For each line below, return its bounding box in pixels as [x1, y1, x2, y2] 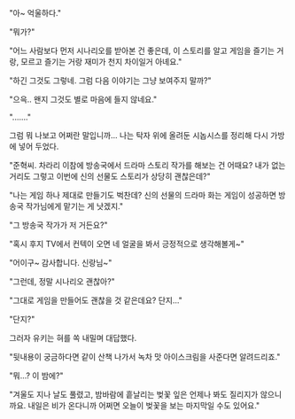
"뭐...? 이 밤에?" [9, 370, 64, 381]
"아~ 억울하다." [9, 8, 62, 18]
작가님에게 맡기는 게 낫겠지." [25, 201, 124, 211]
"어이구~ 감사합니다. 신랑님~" [9, 258, 113, 268]
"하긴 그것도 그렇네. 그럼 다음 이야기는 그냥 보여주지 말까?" [9, 75, 212, 86]
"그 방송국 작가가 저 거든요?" [9, 220, 108, 230]
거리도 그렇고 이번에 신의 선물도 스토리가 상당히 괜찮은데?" [9, 171, 211, 182]
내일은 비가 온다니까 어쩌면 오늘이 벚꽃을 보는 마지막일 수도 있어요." [27, 400, 260, 410]
